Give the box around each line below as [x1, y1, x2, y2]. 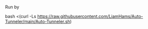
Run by [5, 4, 20, 10]
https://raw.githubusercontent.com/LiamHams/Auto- [37, 14, 143, 19]
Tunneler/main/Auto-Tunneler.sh [5, 19, 70, 24]
